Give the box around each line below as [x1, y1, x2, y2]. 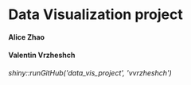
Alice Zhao [8, 32, 45, 41]
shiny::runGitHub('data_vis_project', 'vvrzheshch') [8, 68, 173, 77]
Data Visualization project [8, 6, 183, 24]
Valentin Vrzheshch [8, 50, 76, 60]
